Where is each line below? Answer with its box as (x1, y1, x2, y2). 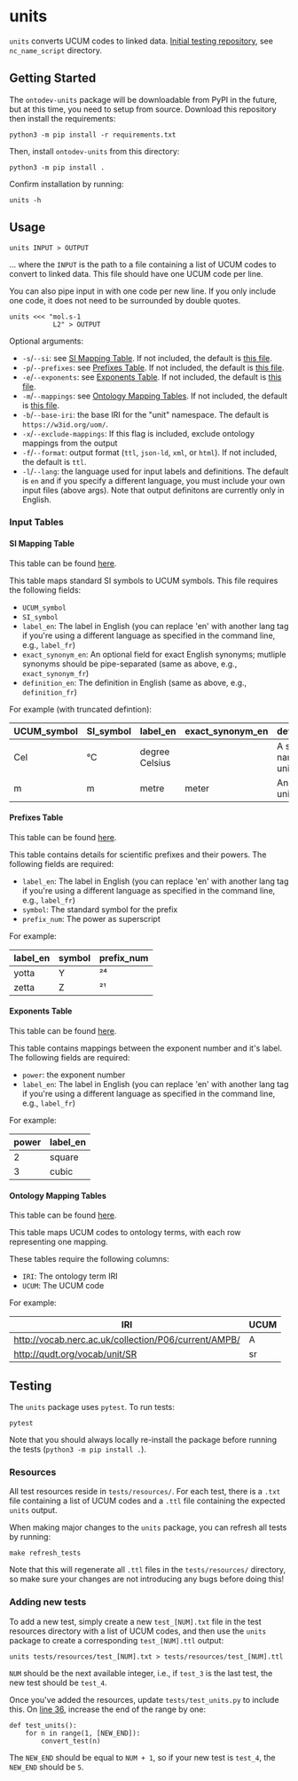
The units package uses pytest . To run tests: (9, 1402, 175, 1413)
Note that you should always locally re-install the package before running (9, 1435, 278, 1446)
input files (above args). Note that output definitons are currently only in (21, 485, 286, 495)
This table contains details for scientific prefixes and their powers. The (9, 849, 267, 860)
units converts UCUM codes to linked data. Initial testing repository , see (9, 35, 273, 46)
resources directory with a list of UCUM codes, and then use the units (9, 1626, 267, 1636)
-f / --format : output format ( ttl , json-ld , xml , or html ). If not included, (21, 446, 278, 458)
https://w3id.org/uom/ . (21, 419, 109, 429)
